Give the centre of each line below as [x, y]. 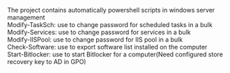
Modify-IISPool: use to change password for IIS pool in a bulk [95, 40]
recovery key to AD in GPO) [47, 62]
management [26, 17]
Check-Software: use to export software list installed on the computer [107, 47]
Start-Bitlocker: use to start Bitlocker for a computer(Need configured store [115, 54]
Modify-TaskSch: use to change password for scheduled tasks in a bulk [110, 25]
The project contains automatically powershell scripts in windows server [111, 10]
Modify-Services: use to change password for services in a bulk [99, 32]
